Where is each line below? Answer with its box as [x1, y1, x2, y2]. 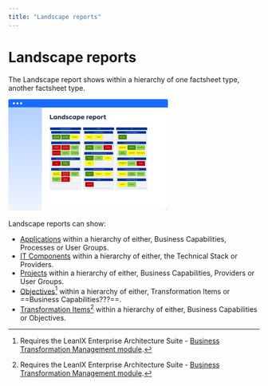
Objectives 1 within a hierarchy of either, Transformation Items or [19, 285, 231, 296]
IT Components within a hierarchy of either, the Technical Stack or [19, 251, 238, 261]
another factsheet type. [8, 83, 86, 93]
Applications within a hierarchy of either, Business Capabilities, [19, 234, 227, 243]
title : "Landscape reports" [8, 13, 102, 21]
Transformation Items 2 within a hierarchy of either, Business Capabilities [19, 303, 258, 314]
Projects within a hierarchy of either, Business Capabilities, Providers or [19, 268, 255, 278]
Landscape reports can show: [8, 219, 106, 228]
